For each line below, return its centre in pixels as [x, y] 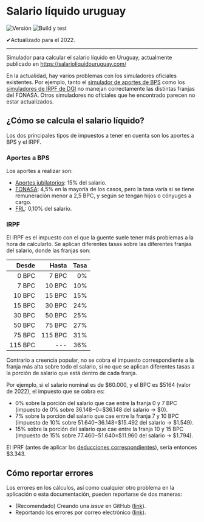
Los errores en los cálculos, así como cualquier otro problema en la [90, 488]
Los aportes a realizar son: [39, 171]
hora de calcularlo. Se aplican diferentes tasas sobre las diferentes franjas [99, 244]
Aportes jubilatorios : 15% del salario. [61, 183]
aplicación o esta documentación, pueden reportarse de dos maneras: [94, 494]
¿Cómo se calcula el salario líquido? [75, 121]
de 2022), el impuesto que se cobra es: [56, 392]
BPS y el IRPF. [24, 142]
